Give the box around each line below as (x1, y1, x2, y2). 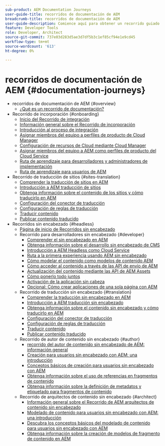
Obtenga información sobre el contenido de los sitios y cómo (19, 190, 144, 196)
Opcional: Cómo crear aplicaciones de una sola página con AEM (27, 284, 158, 290)
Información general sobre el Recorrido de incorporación (19, 122, 135, 128)
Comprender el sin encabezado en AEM (27, 237, 108, 243)
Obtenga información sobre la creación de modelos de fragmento (27, 431, 160, 437)
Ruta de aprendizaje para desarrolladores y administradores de (19, 158, 148, 164)
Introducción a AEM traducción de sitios (19, 184, 101, 190)
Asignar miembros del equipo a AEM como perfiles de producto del (19, 148, 157, 154)
